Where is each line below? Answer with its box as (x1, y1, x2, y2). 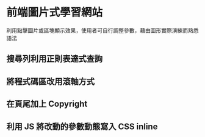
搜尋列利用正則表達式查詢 (6, 54, 103, 64)
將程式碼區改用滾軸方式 (6, 76, 95, 87)
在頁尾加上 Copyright (6, 99, 88, 109)
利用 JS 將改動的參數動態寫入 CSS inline (6, 121, 158, 132)
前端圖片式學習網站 (6, 5, 103, 19)
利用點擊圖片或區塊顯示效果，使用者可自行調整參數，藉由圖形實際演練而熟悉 (6, 27, 199, 34)
